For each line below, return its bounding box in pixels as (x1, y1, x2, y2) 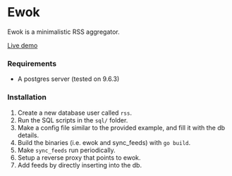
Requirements (7, 58, 57, 68)
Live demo (7, 41, 38, 49)
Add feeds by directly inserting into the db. (17, 161, 142, 169)
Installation (7, 92, 47, 102)
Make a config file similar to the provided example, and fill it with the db (17, 123, 226, 132)
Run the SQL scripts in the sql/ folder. (17, 115, 128, 124)
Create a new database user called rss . (17, 108, 133, 117)
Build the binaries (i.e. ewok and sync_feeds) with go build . (17, 138, 191, 146)
